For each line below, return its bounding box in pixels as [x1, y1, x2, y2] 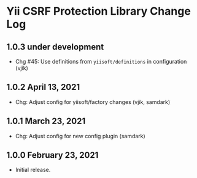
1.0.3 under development [6, 42, 104, 52]
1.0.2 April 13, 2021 [6, 82, 80, 92]
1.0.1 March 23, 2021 [6, 116, 86, 127]
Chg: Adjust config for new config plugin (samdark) [15, 132, 145, 139]
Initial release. [15, 166, 51, 174]
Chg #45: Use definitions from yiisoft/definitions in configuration [15, 58, 187, 65]
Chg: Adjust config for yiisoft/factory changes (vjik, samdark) [15, 98, 171, 105]
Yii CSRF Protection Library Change [6, 4, 191, 18]
